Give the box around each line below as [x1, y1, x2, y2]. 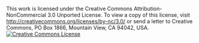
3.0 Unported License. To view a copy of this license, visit [47, 11, 191, 19]
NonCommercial [6, 11, 47, 19]
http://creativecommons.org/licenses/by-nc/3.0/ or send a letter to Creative [6, 18, 193, 24]
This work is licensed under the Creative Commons [6, 5, 133, 12]
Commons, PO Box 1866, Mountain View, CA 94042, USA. [6, 24, 149, 31]
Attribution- [134, 5, 162, 12]
